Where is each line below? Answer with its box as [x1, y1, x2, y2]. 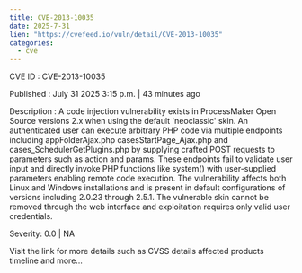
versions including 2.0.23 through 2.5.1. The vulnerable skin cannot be [9, 192, 270, 203]
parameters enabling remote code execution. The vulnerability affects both [9, 172, 287, 184]
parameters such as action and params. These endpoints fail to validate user [9, 154, 294, 164]
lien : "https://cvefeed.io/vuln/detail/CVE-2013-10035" [9, 30, 223, 39]
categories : [9, 38, 54, 48]
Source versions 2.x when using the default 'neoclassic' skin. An [9, 116, 249, 127]
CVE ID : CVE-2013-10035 [9, 71, 106, 82]
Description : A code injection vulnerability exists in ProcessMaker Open [9, 106, 277, 117]
